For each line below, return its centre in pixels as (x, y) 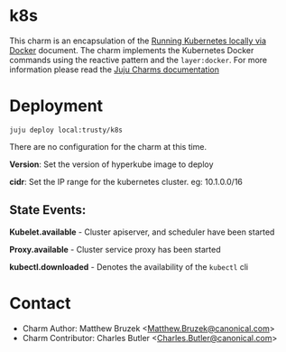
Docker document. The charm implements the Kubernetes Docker (132, 50)
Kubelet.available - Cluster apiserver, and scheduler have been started (142, 232)
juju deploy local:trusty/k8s (66, 130)
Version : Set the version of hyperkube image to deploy (111, 164)
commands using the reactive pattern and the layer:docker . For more (138, 60)
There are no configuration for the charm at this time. (108, 146)
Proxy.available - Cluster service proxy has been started (115, 249)
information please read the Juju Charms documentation (114, 69)
